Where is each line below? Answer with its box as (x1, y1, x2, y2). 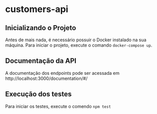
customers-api (5, 4, 69, 15)
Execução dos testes (5, 90, 72, 98)
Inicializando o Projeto (5, 24, 76, 32)
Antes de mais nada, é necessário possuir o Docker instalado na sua (5, 37, 146, 43)
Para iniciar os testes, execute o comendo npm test (5, 103, 111, 109)
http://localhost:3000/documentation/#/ (5, 75, 88, 81)
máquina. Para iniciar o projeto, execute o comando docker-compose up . (5, 42, 152, 48)
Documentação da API (5, 57, 77, 65)
